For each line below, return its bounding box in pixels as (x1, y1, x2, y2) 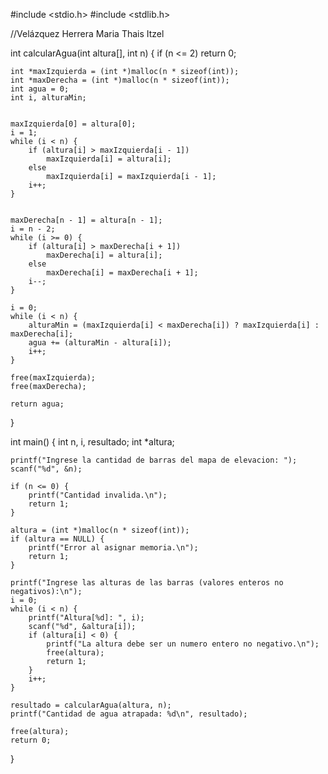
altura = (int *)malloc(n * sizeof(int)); (10, 525, 190, 535)
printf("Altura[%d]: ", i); (28, 613, 145, 623)
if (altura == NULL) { (10, 534, 105, 544)
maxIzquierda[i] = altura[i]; (46, 154, 172, 164)
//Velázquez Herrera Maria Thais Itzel (10, 28, 165, 39)
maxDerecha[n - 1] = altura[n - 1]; (10, 215, 163, 225)
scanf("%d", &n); (10, 464, 83, 474)
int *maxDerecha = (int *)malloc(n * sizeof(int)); (10, 75, 230, 85)
